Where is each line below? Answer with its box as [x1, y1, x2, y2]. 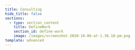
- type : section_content [9, 20, 59, 25]
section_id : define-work [13, 29, 64, 34]
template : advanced [5, 38, 44, 43]
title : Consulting [5, 7, 42, 12]
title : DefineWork [13, 25, 51, 30]
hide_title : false [5, 11, 42, 16]
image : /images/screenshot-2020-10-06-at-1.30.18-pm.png [13, 34, 131, 39]
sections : [5, 16, 25, 20]
